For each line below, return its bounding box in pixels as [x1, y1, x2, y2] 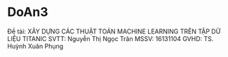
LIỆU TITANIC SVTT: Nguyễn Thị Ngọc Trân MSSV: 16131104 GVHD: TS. [7, 34, 214, 42]
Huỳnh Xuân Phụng [7, 42, 64, 50]
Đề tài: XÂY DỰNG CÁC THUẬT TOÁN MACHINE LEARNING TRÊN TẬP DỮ [7, 27, 221, 35]
